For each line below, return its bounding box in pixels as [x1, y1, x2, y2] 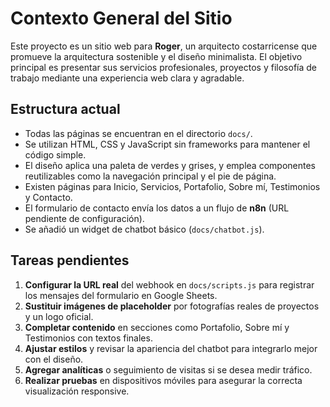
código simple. [24, 148, 87, 161]
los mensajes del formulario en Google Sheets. [24, 289, 218, 301]
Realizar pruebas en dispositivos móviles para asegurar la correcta [24, 374, 303, 386]
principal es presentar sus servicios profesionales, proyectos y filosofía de [10, 61, 317, 73]
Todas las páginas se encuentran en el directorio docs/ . [24, 127, 253, 139]
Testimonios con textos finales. [24, 332, 153, 344]
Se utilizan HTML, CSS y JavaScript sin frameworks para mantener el [24, 138, 311, 150]
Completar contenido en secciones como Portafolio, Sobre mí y [24, 321, 290, 333]
